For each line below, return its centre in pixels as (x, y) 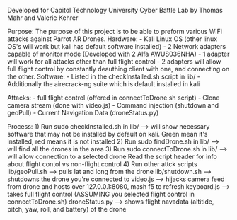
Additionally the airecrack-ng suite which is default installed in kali (104, 84)
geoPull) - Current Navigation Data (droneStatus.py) (83, 113)
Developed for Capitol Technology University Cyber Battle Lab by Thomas (115, 10)
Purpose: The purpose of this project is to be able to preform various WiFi (115, 31)
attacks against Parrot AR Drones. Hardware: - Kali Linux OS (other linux (112, 39)
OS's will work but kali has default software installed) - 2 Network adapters (117, 46)
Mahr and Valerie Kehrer (43, 18)
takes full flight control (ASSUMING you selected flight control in (101, 194)
